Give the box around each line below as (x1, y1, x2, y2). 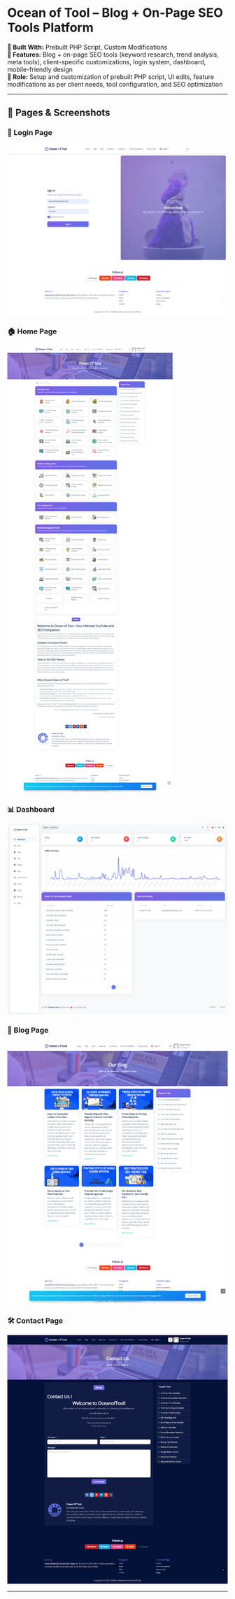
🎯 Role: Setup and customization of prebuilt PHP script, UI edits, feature (7, 72, 215, 81)
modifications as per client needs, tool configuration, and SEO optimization (7, 80, 223, 88)
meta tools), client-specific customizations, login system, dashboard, (7, 57, 206, 66)
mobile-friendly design (7, 65, 73, 73)
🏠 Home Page (7, 327, 57, 336)
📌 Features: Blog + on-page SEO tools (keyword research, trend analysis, (7, 50, 219, 59)
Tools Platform (7, 20, 94, 36)
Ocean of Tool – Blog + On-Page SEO (7, 5, 224, 21)
